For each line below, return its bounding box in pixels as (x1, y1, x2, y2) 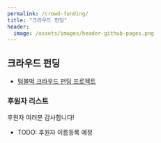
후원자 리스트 (7, 96, 49, 105)
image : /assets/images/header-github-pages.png (13, 29, 155, 37)
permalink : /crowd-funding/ (7, 10, 89, 17)
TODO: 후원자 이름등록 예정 (17, 128, 93, 137)
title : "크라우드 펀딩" (7, 17, 68, 24)
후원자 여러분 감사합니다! (7, 113, 75, 122)
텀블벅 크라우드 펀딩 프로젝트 (17, 77, 96, 86)
